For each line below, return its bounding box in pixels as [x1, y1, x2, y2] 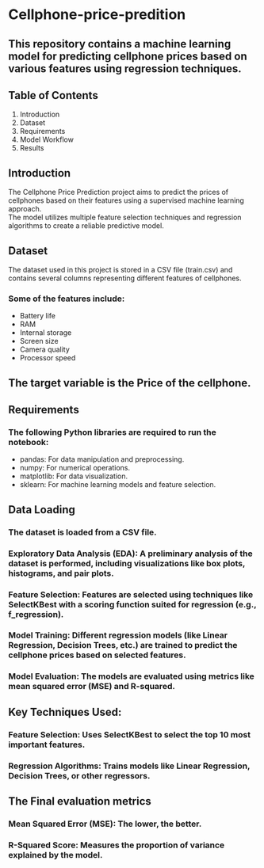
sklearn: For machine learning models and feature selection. [19, 480, 216, 489]
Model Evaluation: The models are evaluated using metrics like [8, 671, 255, 682]
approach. [8, 204, 42, 214]
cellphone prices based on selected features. [8, 649, 186, 661]
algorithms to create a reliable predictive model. [8, 221, 164, 230]
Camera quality [19, 345, 70, 354]
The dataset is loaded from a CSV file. [8, 527, 157, 538]
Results [19, 143, 44, 153]
